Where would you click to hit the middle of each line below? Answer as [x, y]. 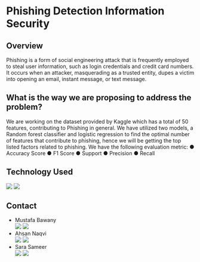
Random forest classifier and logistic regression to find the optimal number [98, 134]
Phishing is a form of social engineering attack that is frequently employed [98, 60]
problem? [24, 107]
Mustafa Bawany [36, 220]
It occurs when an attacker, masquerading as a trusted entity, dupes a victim [100, 73]
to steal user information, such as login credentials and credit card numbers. [100, 66]
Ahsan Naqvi [30, 233]
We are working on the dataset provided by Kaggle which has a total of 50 [97, 121]
